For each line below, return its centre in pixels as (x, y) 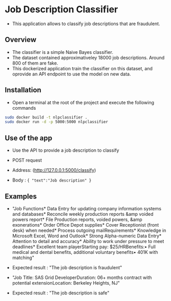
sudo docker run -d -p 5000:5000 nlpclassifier (57, 122)
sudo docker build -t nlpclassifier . (46, 117)
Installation (23, 90)
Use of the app (28, 138)
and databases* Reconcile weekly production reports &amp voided (83, 214)
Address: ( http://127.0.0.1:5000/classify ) (54, 170)
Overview (21, 40)
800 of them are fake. (35, 63)
